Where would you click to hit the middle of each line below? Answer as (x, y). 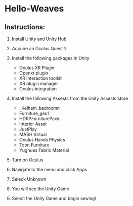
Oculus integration (38, 89)
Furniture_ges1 (34, 113)
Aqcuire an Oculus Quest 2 (39, 48)
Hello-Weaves (34, 9)
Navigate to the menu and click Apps (49, 170)
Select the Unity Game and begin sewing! (54, 198)
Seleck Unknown (29, 179)
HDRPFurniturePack (39, 119)
